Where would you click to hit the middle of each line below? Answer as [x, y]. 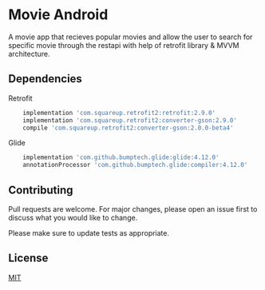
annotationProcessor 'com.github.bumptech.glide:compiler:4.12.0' [135, 165]
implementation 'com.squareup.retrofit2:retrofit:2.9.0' [119, 113]
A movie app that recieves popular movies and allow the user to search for [131, 37]
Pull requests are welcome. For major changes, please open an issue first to [133, 209]
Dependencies [45, 79]
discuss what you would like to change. [73, 217]
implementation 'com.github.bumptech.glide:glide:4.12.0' [121, 157]
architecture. [29, 54]
